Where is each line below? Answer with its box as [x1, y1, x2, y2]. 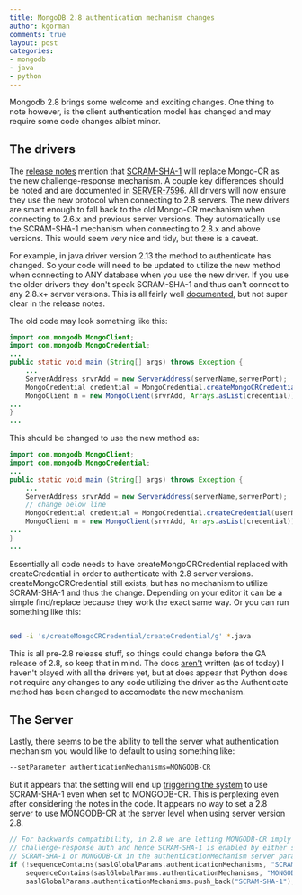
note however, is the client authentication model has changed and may [9, 105, 271, 117]
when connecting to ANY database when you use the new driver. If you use [9, 269, 289, 280]
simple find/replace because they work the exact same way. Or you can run [9, 596, 289, 608]
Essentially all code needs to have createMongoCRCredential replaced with [9, 558, 288, 569]
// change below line [25, 501, 106, 510]
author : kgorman [9, 22, 70, 31]
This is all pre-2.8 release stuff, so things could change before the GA [9, 647, 267, 658]
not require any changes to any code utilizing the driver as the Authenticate [9, 676, 289, 687]
